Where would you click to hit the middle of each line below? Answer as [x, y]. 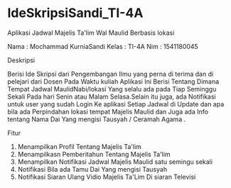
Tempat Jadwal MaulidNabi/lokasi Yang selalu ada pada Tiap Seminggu [112, 89]
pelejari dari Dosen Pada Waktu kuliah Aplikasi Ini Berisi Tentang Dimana [113, 81]
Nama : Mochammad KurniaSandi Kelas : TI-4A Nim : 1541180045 [103, 46]
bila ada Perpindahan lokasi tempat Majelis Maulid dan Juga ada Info [108, 111]
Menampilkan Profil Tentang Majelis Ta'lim [80, 146]
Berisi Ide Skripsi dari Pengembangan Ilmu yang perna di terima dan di [111, 74]
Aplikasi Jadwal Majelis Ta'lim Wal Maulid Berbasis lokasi [91, 33]
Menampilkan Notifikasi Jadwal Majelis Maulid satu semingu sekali [115, 162]
